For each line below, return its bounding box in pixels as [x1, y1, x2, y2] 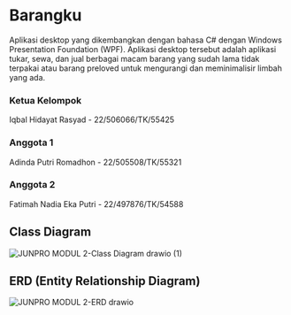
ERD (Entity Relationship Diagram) [9, 273, 201, 288]
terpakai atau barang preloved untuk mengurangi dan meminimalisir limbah [9, 63, 283, 73]
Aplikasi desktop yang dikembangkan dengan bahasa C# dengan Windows [9, 35, 283, 45]
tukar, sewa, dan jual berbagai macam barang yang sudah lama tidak [9, 53, 260, 64]
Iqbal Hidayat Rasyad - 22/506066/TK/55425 [9, 114, 175, 125]
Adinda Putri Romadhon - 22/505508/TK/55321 [9, 157, 182, 167]
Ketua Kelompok [9, 94, 82, 106]
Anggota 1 [9, 136, 54, 149]
